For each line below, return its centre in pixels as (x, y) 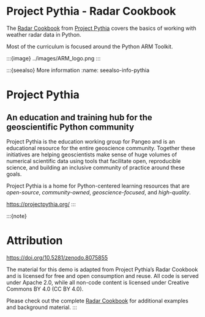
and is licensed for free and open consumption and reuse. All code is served (102, 275)
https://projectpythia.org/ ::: (41, 204)
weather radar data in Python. (44, 34)
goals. (14, 174)
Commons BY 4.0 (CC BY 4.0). (45, 289)
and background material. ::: (42, 307)
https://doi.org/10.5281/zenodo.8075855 (57, 257)
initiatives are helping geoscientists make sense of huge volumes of (92, 155)
